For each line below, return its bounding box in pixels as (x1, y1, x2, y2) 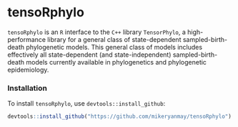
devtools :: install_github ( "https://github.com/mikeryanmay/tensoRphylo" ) (7, 113, 232, 121)
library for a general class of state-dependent (47, 35, 182, 43)
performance (7, 35, 46, 43)
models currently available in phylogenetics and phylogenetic (26, 57, 207, 66)
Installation (7, 83, 48, 93)
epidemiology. (7, 65, 49, 74)
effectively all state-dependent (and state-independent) (7, 50, 172, 59)
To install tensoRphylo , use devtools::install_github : (7, 99, 166, 108)
